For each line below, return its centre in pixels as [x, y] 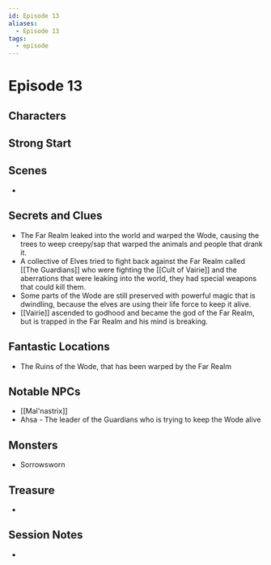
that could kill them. [53, 287]
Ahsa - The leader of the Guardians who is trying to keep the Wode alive [140, 420]
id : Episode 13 [34, 16]
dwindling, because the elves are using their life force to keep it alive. [135, 304]
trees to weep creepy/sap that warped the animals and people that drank [141, 244]
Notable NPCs [44, 391]
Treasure [32, 490]
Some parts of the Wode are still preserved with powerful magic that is [138, 295]
